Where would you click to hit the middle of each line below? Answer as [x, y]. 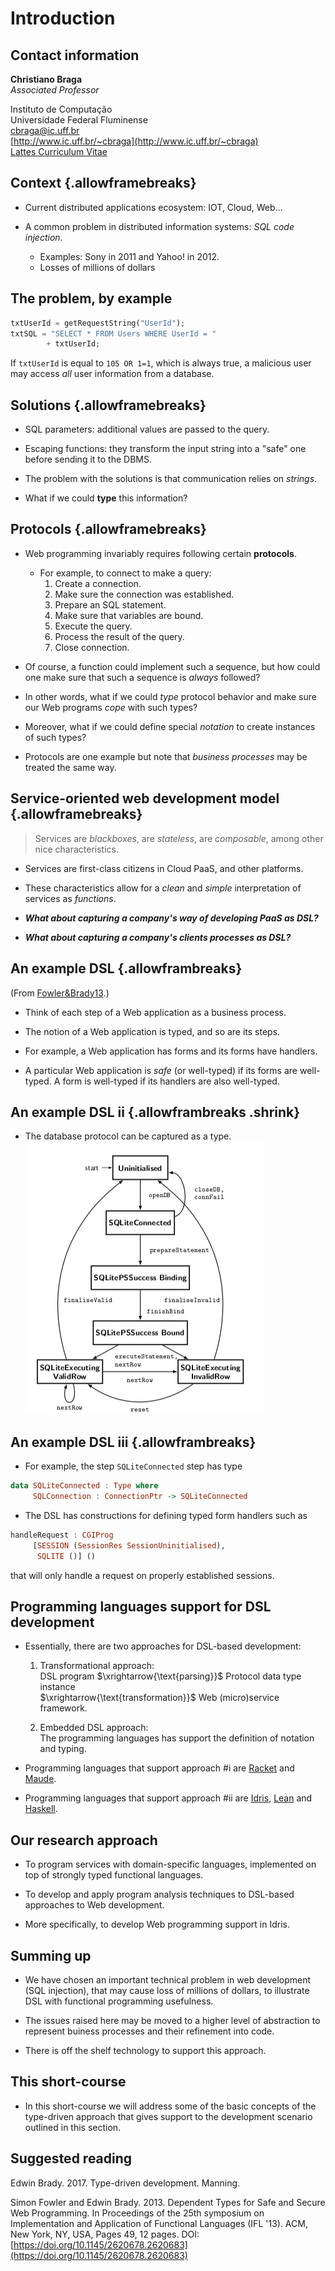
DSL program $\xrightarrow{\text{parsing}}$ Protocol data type [170, 1676]
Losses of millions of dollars [97, 267]
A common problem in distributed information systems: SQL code [159, 226]
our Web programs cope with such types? [111, 707]
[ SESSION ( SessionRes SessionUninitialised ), [129, 1545]
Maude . [40, 1779]
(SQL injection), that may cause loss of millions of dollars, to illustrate [167, 1990]
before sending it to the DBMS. [88, 459]
